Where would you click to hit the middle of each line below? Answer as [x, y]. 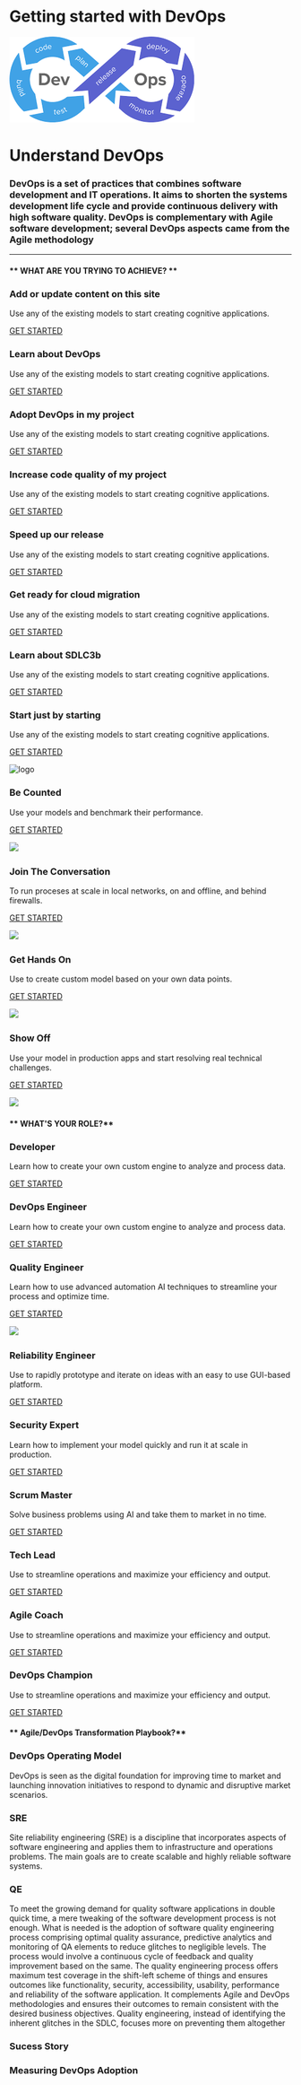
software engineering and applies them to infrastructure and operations [141, 1847]
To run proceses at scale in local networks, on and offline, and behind [138, 891]
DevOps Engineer [48, 1207]
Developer [32, 1147]
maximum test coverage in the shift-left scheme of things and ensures [139, 1976]
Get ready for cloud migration [75, 595]
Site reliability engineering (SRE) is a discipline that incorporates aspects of [148, 1837]
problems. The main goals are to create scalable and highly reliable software [150, 1857]
